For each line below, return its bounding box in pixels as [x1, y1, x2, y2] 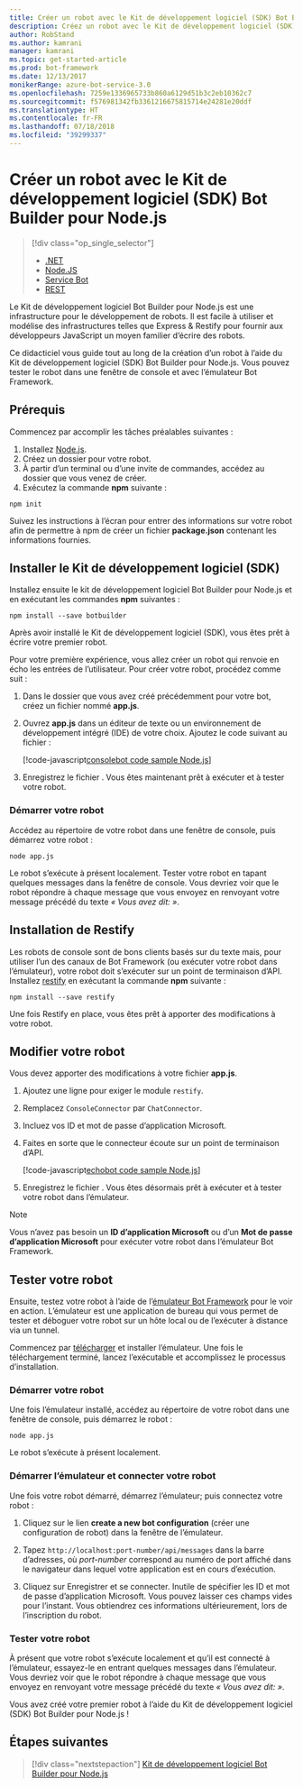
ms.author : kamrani [9, 38, 83, 48]
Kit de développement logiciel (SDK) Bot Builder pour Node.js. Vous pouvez [9, 357, 290, 368]
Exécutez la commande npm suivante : [22, 481, 167, 492]
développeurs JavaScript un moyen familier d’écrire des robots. [9, 330, 245, 341]
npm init [9, 500, 42, 509]
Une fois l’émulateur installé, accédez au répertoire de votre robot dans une [9, 1404, 290, 1416]
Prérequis [9, 402, 66, 417]
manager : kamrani [9, 47, 75, 56]
